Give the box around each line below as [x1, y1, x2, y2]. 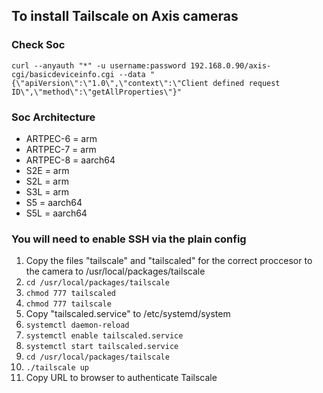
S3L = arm [25, 185, 70, 198]
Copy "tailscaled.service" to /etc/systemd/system [25, 308, 231, 320]
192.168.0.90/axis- [190, 60, 272, 71]
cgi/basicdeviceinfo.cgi [11, 69, 115, 79]
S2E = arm [25, 164, 70, 176]
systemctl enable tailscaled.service [25, 331, 184, 341]
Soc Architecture [11, 110, 96, 124]
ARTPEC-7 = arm [25, 143, 97, 155]
